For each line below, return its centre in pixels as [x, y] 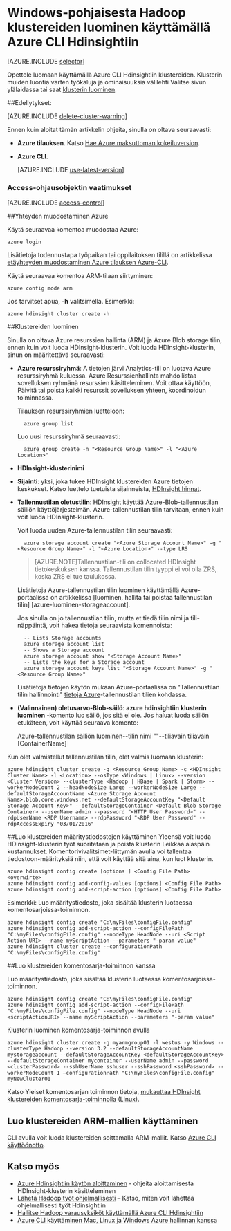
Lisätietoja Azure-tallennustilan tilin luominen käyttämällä [98, 590]
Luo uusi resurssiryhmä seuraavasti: [69, 436]
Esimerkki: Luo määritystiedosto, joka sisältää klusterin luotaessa [100, 903]
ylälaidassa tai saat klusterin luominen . [62, 89]
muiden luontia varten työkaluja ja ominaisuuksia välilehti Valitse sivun [107, 82]
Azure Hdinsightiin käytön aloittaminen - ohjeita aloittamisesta [105, 1183]
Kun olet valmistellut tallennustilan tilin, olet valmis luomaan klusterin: [105, 757]
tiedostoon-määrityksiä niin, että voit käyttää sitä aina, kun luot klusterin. [110, 859]
